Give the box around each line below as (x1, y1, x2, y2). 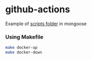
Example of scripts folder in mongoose (5, 21, 87, 27)
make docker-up (5, 45, 38, 50)
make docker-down (5, 50, 42, 55)
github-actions (5, 4, 71, 15)
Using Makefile (5, 33, 43, 41)
